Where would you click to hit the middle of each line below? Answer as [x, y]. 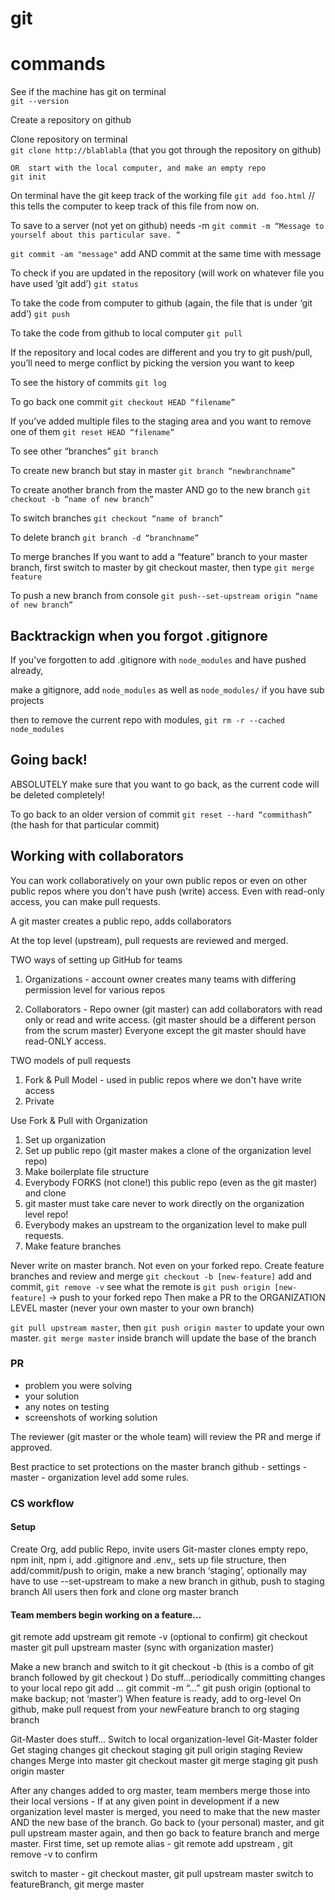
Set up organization [65, 1139]
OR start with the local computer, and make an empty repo [138, 168]
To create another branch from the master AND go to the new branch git [161, 490]
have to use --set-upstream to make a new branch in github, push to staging [167, 1581]
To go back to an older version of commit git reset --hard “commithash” [161, 814]
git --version [40, 102]
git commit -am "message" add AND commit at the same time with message [166, 254]
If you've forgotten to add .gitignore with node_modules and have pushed [158, 659]
